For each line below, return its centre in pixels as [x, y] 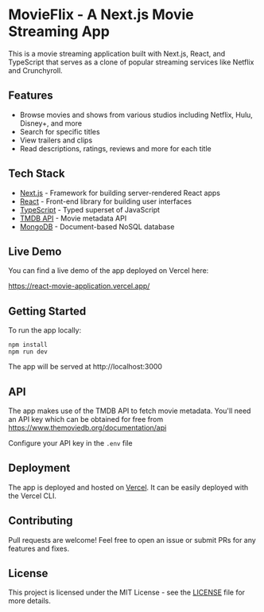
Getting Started [47, 311]
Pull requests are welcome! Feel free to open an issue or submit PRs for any [132, 540]
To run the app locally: [45, 330]
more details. [30, 601]
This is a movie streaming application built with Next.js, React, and [117, 53]
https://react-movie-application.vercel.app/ [79, 286]
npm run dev [28, 352]
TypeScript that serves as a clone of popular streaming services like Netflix [131, 62]
